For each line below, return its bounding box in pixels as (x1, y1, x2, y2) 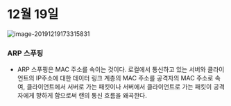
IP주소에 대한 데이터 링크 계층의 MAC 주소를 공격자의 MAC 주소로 (35, 74, 214, 82)
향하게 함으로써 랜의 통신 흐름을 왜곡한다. (35, 91, 147, 100)
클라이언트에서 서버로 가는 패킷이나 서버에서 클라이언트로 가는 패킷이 (26, 82, 212, 91)
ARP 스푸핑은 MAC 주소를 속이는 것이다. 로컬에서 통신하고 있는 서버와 (17, 65, 206, 73)
